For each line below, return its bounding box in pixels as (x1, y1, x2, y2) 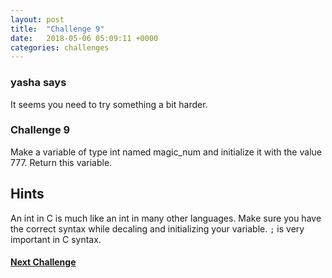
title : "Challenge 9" (10, 24, 105, 34)
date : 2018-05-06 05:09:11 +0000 (10, 33, 159, 43)
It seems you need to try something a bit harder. (10, 98, 208, 110)
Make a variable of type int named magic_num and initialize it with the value (10, 146, 322, 158)
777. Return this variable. (10, 156, 113, 168)
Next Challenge (10, 256, 77, 268)
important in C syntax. (10, 233, 102, 245)
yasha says (10, 76, 67, 90)
